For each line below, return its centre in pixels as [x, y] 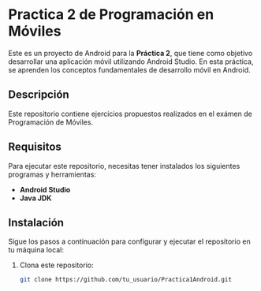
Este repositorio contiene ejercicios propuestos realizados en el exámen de [130, 114]
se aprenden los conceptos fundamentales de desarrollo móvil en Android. [129, 69]
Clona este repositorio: [56, 265]
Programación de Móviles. [50, 122]
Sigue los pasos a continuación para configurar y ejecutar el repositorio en [129, 241]
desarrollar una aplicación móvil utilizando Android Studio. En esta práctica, [131, 62]
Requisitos [35, 147]
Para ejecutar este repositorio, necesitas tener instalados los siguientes [124, 166]
